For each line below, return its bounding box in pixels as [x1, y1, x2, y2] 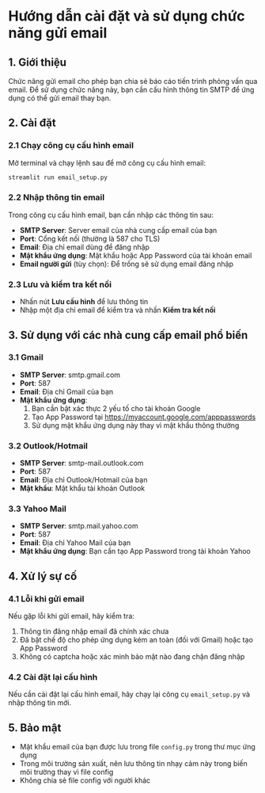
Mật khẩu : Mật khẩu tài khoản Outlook [19, 483, 145, 494]
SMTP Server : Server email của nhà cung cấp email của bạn [19, 225, 218, 234]
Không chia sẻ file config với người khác [19, 776, 151, 785]
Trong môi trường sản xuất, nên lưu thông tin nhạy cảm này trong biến [19, 759, 248, 768]
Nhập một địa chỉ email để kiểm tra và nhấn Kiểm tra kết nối [19, 305, 216, 315]
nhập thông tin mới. [8, 698, 72, 707]
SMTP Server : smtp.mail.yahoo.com [19, 521, 138, 531]
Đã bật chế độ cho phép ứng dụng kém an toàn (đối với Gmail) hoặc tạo [19, 635, 253, 645]
